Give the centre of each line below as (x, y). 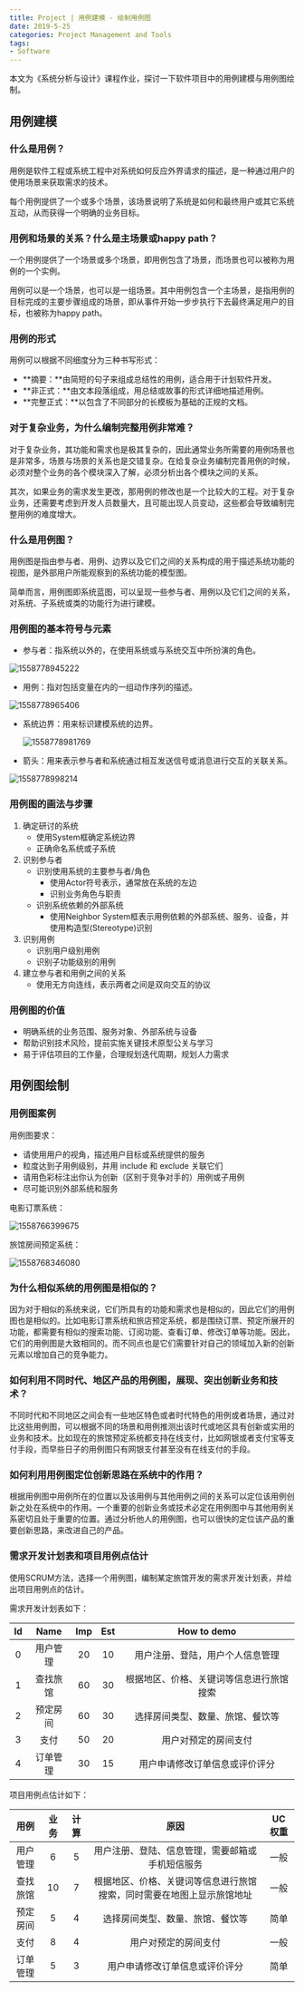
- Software (30, 52)
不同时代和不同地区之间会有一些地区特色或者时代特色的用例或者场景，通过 (148, 1415)
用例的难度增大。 (49, 514)
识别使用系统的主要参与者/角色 (93, 870)
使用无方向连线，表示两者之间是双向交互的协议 (123, 984)
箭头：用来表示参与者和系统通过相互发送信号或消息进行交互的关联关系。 (157, 761)
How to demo (207, 1631)
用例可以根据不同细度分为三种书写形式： (85, 360)
